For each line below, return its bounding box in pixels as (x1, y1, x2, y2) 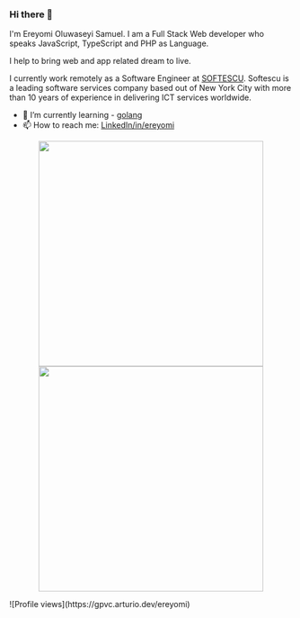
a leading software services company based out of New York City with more (9, 83, 292, 94)
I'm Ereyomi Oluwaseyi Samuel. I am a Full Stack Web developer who (9, 29, 265, 40)
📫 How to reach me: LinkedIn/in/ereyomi (22, 120, 175, 131)
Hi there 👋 (9, 8, 54, 21)
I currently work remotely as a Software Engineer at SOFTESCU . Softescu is (9, 73, 289, 84)
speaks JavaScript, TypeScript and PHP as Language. (9, 38, 209, 49)
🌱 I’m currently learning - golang (22, 110, 143, 121)
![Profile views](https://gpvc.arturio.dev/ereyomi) (9, 599, 190, 610)
